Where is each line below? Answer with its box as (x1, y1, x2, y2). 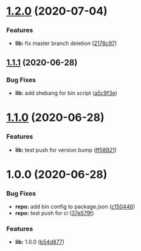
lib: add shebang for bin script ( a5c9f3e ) (15, 89, 117, 97)
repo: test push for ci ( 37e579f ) (15, 210, 94, 217)
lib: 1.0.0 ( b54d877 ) (15, 238, 65, 246)
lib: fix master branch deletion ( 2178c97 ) (15, 40, 117, 47)
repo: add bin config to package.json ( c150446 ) (15, 203, 136, 210)
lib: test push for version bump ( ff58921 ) (15, 146, 117, 153)
